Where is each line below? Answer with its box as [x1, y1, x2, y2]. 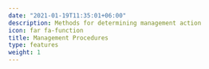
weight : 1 [8, 48, 41, 56]
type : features [8, 41, 59, 49]
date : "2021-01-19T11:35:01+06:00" [8, 11, 127, 20]
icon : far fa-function [8, 26, 84, 34]
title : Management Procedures [8, 33, 109, 42]
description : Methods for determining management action [8, 19, 202, 27]
